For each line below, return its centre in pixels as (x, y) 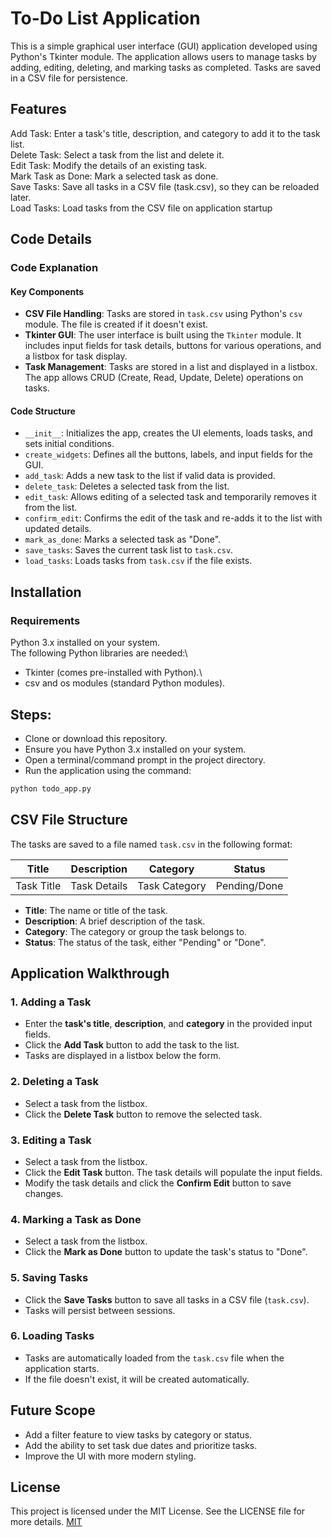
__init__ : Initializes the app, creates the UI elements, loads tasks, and (168, 433)
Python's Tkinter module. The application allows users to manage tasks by (163, 56)
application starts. (62, 1368)
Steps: (31, 714)
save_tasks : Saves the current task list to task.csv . (129, 550)
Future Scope (53, 1410)
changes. (44, 1193)
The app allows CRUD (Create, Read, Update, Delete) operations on (164, 378)
